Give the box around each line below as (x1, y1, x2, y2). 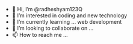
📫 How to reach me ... (11, 32, 68, 38)
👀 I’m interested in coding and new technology (11, 12, 128, 19)
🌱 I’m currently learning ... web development (11, 18, 122, 25)
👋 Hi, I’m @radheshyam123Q (11, 6, 83, 12)
